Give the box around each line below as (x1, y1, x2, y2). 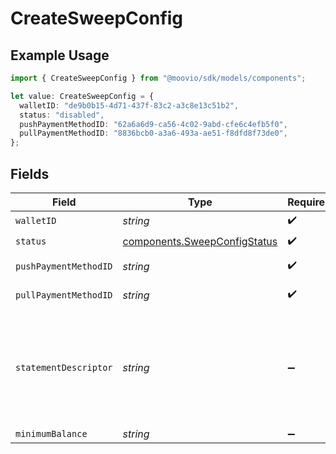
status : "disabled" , (19, 110, 105, 120)
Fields (10, 165, 50, 182)
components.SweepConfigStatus (122, 235, 278, 249)
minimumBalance (15, 428, 88, 439)
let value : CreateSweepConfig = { (10, 91, 155, 101)
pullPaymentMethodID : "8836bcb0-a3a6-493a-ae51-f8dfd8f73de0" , (19, 128, 288, 139)
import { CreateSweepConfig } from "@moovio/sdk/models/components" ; (10, 73, 307, 83)
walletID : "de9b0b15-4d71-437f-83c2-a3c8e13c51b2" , (19, 100, 240, 111)
